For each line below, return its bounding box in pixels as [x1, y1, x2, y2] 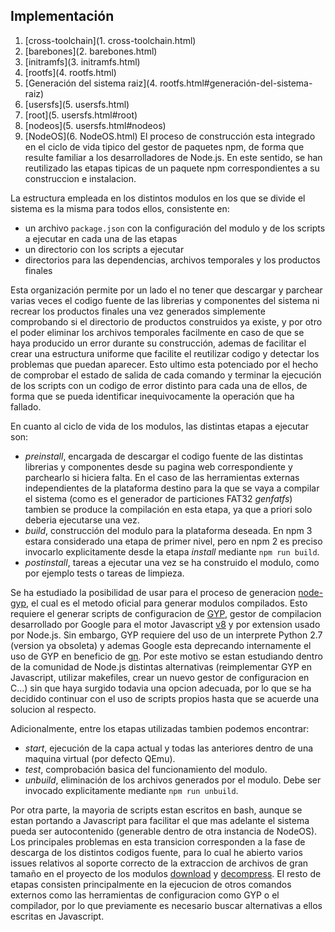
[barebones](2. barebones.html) [24, 45, 158, 57]
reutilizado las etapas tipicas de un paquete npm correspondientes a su [24, 162, 320, 174]
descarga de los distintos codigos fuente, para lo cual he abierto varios [10, 846, 303, 858]
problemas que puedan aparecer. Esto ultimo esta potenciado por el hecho [10, 358, 319, 370]
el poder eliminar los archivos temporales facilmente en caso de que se [10, 326, 305, 338]
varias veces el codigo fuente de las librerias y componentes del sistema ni [10, 294, 320, 306]
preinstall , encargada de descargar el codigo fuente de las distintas [24, 450, 304, 462]
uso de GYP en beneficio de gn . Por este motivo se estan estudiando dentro [10, 650, 323, 662]
